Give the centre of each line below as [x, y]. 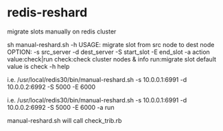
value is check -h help [38, 66]
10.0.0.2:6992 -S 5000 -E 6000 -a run [61, 107]
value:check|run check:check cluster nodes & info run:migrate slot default [112, 59]
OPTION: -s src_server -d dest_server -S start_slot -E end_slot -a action [109, 52]
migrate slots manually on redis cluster [62, 31]
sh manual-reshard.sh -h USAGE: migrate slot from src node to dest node [111, 44]
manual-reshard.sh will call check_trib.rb [64, 120]
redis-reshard [47, 13]
